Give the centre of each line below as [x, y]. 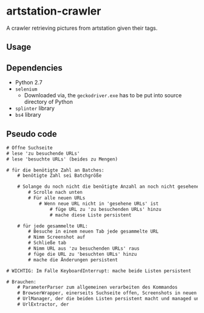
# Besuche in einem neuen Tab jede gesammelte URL [93, 232]
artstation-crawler [54, 11]
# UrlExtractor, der [43, 304]
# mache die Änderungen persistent [73, 260]
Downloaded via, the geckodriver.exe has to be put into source [103, 95]
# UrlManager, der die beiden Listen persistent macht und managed [104, 299]
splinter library [35, 108]
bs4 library [28, 115]
